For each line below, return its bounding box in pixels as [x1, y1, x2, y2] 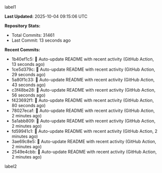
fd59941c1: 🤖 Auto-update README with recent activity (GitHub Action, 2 [11, 128, 158, 134]
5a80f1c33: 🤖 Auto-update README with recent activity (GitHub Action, [11, 77, 155, 82]
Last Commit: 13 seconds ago [11, 37, 71, 43]
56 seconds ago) [11, 92, 46, 98]
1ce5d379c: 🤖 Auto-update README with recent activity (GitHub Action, [11, 66, 156, 72]
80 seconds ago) [11, 103, 46, 108]
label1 [4, 4, 16, 10]
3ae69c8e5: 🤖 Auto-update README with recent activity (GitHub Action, [11, 139, 156, 144]
